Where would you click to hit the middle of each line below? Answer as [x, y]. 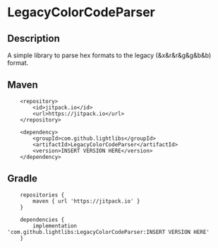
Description [34, 39]
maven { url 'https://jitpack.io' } [86, 201]
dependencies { [42, 220]
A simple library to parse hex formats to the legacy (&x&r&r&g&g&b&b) [109, 55]
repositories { [42, 195]
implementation [55, 226]
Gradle [22, 178]
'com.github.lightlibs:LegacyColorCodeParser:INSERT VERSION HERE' [109, 232]
